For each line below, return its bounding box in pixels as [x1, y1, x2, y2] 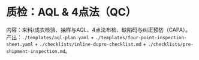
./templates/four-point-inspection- [95, 34, 187, 40]
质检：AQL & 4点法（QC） [6, 5, 137, 19]
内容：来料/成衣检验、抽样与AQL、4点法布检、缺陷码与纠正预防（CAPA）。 [6, 26, 191, 33]
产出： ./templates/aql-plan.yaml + [6, 33, 95, 40]
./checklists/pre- [147, 41, 194, 48]
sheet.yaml [6, 41, 34, 48]
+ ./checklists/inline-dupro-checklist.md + [34, 40, 147, 48]
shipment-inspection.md [6, 48, 66, 54]
